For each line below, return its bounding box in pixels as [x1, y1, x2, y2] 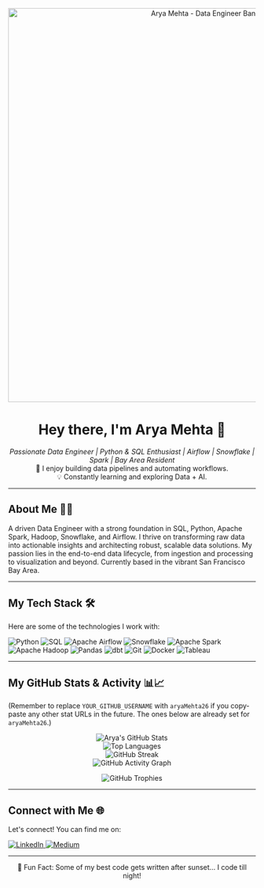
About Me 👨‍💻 [8, 503, 74, 516]
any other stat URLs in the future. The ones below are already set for [27, 709, 250, 719]
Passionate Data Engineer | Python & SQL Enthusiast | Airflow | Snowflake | [9, 447, 255, 456]
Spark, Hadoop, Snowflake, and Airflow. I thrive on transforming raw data [8, 532, 245, 541]
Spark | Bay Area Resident [89, 455, 175, 464]
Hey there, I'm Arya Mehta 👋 [38, 421, 226, 439]
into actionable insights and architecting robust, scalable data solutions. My [8, 540, 253, 550]
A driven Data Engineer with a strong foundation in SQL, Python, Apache [8, 523, 243, 533]
